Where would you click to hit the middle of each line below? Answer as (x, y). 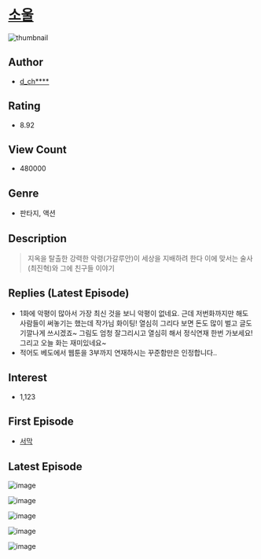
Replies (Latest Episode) (69, 294)
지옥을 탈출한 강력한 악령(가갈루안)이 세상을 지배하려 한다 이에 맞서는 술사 (140, 258)
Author (26, 63)
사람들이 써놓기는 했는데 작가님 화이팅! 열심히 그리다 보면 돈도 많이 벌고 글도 (136, 323)
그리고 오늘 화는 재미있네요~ (63, 343)
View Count (37, 149)
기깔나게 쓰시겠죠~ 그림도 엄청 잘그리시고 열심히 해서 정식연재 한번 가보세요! (136, 333)
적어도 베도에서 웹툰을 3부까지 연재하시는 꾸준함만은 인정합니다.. (118, 352)
